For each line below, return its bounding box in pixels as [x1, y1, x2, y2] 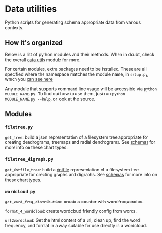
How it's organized [5, 39, 63, 47]
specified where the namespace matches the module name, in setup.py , [5, 71, 149, 77]
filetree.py [5, 124, 33, 130]
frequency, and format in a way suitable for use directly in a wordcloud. [5, 223, 147, 229]
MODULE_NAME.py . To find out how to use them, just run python [5, 91, 125, 96]
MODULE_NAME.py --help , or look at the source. [5, 96, 96, 102]
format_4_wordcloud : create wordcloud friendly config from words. [5, 208, 137, 214]
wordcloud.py [5, 189, 36, 194]
